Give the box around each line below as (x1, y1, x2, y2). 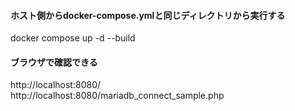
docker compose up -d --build (10, 32, 136, 44)
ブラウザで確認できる (10, 56, 98, 68)
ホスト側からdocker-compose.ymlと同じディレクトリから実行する (10, 9, 286, 21)
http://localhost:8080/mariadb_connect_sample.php (10, 90, 225, 102)
